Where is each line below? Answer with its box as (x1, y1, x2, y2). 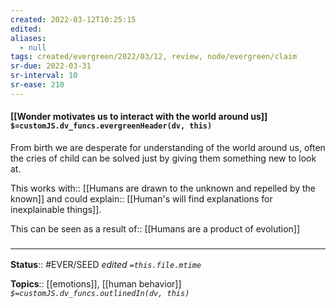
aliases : (10, 33, 47, 43)
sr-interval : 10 (10, 71, 78, 81)
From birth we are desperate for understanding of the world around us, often (10, 141, 326, 153)
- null (19, 42, 47, 53)
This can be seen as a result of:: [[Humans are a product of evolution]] (10, 222, 301, 235)
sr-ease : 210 (10, 80, 65, 90)
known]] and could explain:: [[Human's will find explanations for (10, 192, 273, 205)
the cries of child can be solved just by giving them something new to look (10, 152, 317, 164)
